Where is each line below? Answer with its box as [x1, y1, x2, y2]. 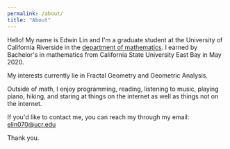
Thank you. [7, 133, 40, 142]
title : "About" [7, 17, 51, 24]
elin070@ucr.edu [7, 120, 56, 128]
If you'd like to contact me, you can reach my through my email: [7, 112, 190, 121]
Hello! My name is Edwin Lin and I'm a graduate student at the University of [7, 35, 223, 44]
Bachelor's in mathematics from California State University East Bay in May [7, 50, 222, 59]
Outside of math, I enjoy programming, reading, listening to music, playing [7, 85, 219, 93]
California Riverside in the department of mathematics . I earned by [7, 43, 198, 51]
